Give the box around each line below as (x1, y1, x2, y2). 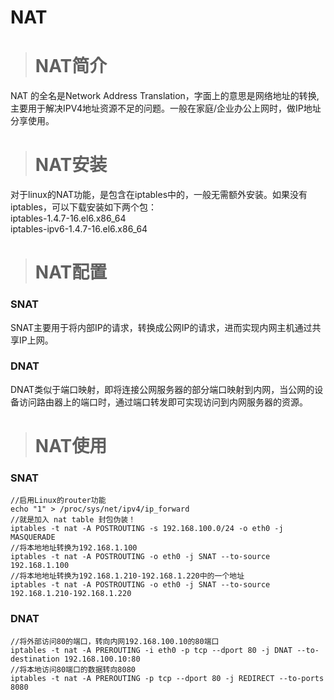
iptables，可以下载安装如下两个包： (10, 201, 157, 213)
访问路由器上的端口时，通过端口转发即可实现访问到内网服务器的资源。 (18, 396, 308, 408)
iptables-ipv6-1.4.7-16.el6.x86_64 (10, 223, 148, 235)
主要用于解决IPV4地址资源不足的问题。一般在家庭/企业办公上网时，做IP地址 (10, 102, 322, 115)
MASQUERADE (10, 532, 56, 543)
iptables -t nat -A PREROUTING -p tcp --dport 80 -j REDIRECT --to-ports (10, 673, 325, 683)
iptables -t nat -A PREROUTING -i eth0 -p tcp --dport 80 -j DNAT (10, 645, 293, 655)
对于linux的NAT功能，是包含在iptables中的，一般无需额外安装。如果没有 (10, 189, 308, 201)
